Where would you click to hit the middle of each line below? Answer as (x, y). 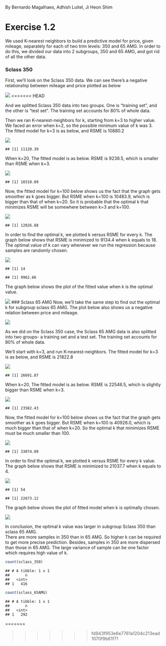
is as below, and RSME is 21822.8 (39, 357)
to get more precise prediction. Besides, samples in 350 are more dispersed (83, 542)
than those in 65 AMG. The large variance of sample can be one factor (77, 548)
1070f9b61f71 (105, 639)
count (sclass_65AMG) (27, 593)
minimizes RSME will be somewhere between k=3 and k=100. (68, 207)
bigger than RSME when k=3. (35, 390)
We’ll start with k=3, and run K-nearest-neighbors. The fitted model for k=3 (82, 352)
